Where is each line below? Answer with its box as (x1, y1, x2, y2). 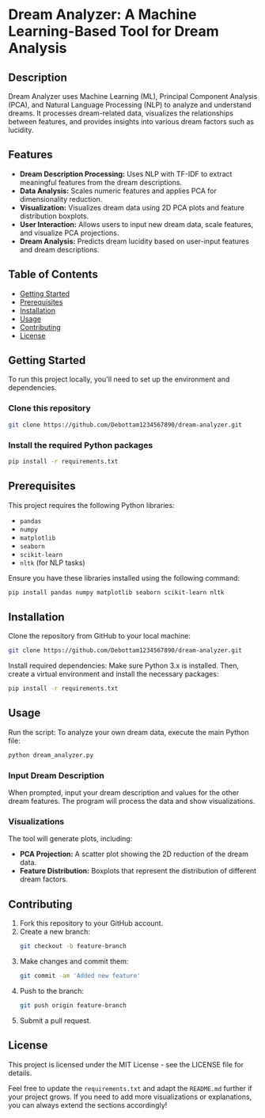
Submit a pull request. (19, 1015, 92, 1025)
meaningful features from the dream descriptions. (19, 177, 183, 187)
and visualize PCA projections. (19, 228, 119, 237)
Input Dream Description (8, 770, 104, 781)
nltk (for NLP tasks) (19, 558, 85, 567)
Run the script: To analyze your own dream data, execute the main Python (8, 727, 249, 737)
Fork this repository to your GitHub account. (19, 919, 164, 928)
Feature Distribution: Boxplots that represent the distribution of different (19, 866, 257, 876)
